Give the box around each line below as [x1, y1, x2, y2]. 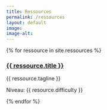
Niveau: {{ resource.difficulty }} [6, 86, 83, 93]
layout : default [6, 20, 46, 25]
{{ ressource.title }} [6, 62, 64, 70]
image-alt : [6, 31, 33, 37]
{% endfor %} [6, 98, 40, 105]
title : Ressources [6, 8, 52, 15]
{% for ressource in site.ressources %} [6, 47, 102, 54]
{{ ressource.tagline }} [6, 75, 61, 82]
